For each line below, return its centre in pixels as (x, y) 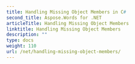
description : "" (27, 35)
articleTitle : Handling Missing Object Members (68, 23)
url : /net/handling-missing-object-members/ (64, 52)
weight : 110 (21, 46)
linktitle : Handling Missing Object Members (64, 29)
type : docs (20, 40)
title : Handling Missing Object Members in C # (66, 12)
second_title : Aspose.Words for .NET (54, 18)
